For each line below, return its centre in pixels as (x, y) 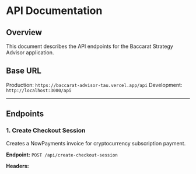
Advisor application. (30, 53)
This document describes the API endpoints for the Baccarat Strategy (90, 46)
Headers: (17, 166)
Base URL (24, 71)
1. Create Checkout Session (46, 131)
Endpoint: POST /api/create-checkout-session (62, 154)
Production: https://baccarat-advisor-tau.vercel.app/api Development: (94, 85)
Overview (24, 32)
